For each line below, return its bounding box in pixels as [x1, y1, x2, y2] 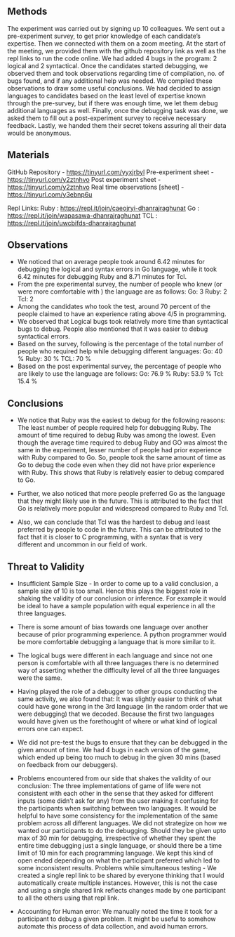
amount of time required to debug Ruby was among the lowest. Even [17, 431, 216, 440]
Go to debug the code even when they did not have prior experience [17, 461, 215, 469]
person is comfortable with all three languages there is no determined [17, 659, 220, 667]
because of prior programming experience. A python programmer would [17, 630, 227, 638]
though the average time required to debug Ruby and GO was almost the [17, 438, 228, 447]
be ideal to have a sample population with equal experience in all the [17, 602, 215, 610]
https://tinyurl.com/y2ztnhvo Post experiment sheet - [7, 175, 161, 183]
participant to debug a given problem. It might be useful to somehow [17, 915, 216, 923]
